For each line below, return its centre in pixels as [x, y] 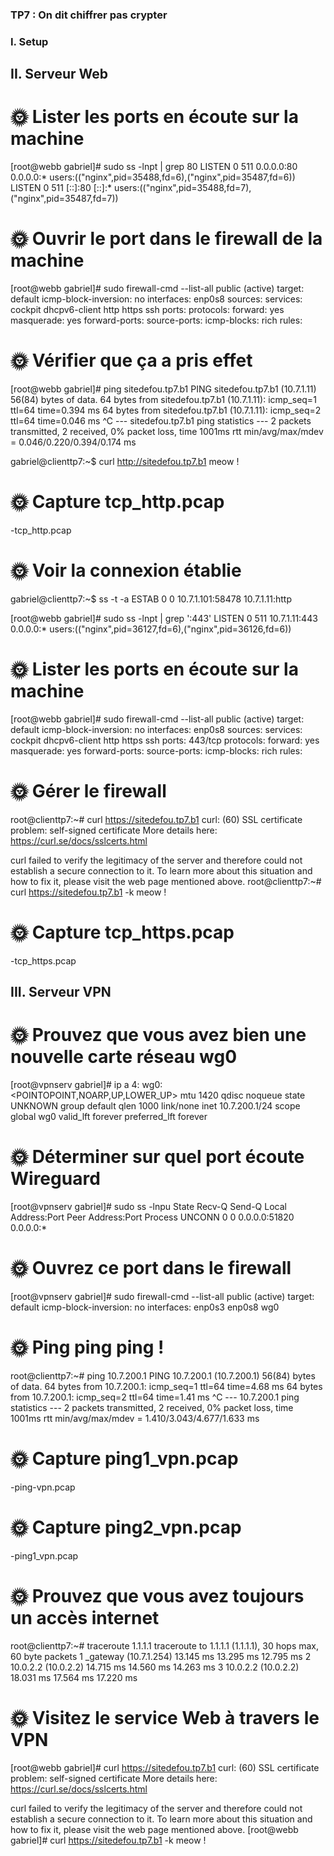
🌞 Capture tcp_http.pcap [117, 502]
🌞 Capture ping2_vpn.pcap [126, 1527]
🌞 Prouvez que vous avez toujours [157, 1595]
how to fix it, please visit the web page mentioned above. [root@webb [154, 1829]
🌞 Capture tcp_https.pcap [122, 932]
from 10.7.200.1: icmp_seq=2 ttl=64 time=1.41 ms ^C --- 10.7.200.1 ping [155, 1397]
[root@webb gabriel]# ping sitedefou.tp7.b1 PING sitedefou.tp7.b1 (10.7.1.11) [163, 389]
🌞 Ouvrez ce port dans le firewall [151, 1268]
